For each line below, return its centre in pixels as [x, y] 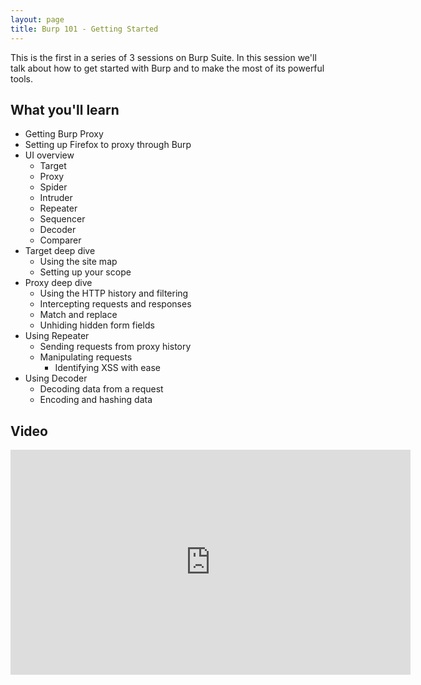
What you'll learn [65, 109]
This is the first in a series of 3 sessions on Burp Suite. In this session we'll [163, 57]
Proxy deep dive [58, 283]
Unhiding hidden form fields [97, 325]
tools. [22, 78]
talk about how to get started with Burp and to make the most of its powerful [167, 68]
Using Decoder [56, 378]
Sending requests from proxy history [115, 347]
